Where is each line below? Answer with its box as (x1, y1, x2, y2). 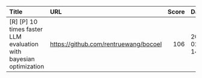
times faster (9, 25, 43, 33)
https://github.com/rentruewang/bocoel (50, 40, 162, 48)
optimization (9, 63, 44, 70)
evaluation (9, 40, 39, 48)
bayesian (9, 55, 35, 63)
